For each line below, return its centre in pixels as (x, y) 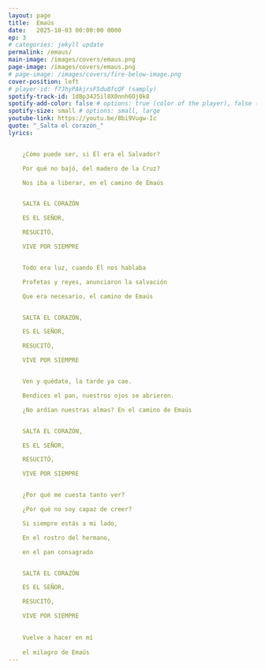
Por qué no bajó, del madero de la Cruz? (91, 168)
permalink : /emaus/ (40, 52)
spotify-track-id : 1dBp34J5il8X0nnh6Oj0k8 (79, 96)
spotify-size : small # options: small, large (84, 111)
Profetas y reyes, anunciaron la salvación (95, 282)
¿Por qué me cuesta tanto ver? (74, 495)
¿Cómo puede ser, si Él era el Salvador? (91, 154)
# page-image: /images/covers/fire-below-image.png (95, 74)
